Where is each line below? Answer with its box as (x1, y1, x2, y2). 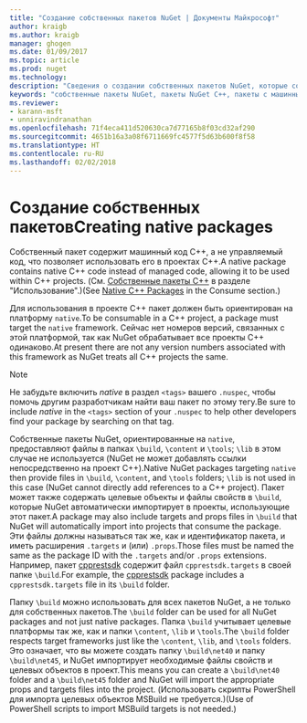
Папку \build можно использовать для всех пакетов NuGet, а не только (9, 597, 291, 608)
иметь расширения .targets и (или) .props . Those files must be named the (9, 540, 294, 551)
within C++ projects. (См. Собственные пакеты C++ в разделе (9, 276, 251, 287)
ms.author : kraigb (9, 30, 79, 39)
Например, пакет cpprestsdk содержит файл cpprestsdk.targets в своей (9, 560, 292, 571)
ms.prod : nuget (9, 65, 68, 74)
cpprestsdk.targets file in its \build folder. (9, 579, 171, 590)
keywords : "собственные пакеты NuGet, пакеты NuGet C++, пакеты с (9, 89, 268, 99)
